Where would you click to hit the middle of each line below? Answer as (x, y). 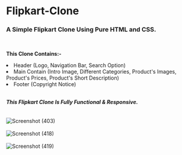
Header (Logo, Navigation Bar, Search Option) (70, 65)
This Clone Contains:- (34, 54)
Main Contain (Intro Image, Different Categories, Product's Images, (95, 72)
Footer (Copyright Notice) (45, 84)
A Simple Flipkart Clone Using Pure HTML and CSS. (81, 30)
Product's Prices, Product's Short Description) (63, 78)
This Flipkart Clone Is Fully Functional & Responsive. (72, 102)
